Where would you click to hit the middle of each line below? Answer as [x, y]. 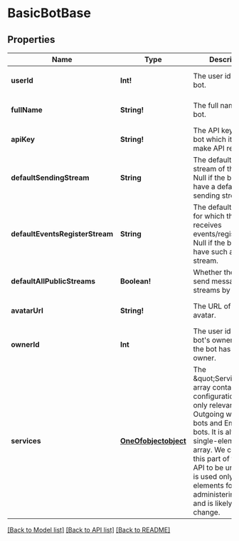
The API [206, 130]
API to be [208, 467]
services [26, 441]
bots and [208, 423]
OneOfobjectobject [153, 441]
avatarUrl [27, 310]
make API [209, 148]
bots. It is [208, 432]
